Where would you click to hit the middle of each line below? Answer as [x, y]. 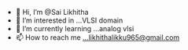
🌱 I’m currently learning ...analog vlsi [75, 29]
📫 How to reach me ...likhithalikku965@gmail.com [98, 37]
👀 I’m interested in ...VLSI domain [69, 20]
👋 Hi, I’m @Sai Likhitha [52, 12]
